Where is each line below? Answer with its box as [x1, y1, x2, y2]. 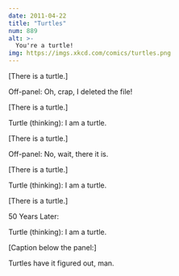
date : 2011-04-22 [8, 11, 67, 20]
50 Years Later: [8, 212, 59, 221]
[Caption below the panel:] [8, 243, 97, 252]
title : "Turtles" [8, 19, 67, 27]
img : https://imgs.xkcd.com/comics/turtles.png [8, 49, 172, 57]
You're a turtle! [15, 42, 74, 50]
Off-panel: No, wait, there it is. [8, 150, 109, 159]
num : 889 [8, 27, 38, 35]
